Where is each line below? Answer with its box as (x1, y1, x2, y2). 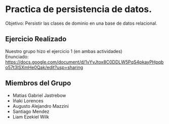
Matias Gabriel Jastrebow (12, 92, 66, 98)
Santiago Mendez (12, 108, 50, 114)
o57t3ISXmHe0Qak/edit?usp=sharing (5, 64, 83, 70)
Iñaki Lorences (12, 97, 44, 104)
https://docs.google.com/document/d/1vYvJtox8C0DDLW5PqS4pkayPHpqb (5, 59, 164, 65)
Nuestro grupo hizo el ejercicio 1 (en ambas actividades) (5, 48, 122, 54)
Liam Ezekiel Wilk (12, 113, 50, 119)
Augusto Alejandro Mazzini (12, 103, 69, 109)
